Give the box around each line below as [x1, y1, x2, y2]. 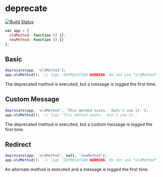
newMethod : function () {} [9, 37, 64, 42]
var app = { [5, 28, 29, 33]
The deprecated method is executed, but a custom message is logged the [5, 121, 153, 127]
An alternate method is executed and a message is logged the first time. [5, 166, 149, 172]
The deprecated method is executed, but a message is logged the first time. [5, 81, 157, 87]
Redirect [5, 140, 32, 148]
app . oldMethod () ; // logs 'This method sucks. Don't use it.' [5, 112, 138, 118]
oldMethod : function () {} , [9, 32, 66, 38]
